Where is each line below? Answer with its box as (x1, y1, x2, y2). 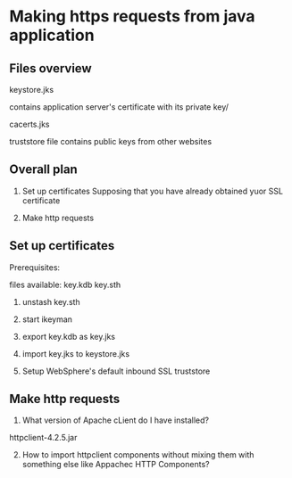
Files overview (9, 61, 92, 76)
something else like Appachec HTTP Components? (21, 459, 210, 470)
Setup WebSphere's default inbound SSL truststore (21, 366, 211, 376)
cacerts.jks (9, 119, 50, 129)
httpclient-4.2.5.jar (9, 433, 78, 443)
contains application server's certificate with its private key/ (9, 102, 229, 112)
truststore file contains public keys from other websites (9, 136, 213, 146)
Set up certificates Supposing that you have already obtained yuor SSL (21, 185, 284, 196)
